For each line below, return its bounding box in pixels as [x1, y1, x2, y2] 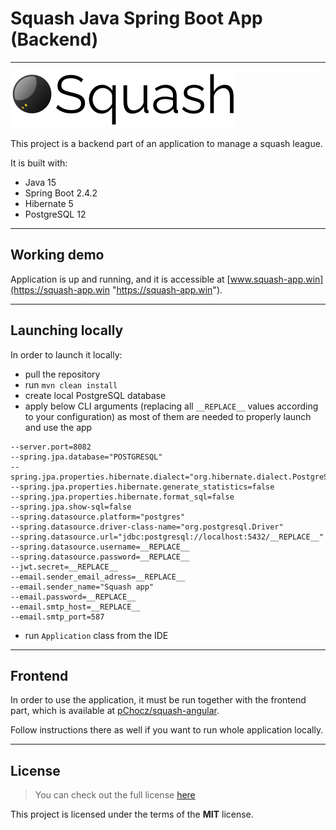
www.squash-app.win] [229, 273, 324, 285]
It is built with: [10, 157, 68, 169]
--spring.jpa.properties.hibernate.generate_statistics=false [10, 482, 275, 492]
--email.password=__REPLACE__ [10, 592, 137, 602]
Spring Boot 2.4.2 [24, 187, 98, 199]
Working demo [10, 247, 105, 264]
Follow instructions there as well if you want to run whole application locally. [10, 724, 324, 736]
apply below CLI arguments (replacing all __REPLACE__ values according [24, 400, 319, 412]
